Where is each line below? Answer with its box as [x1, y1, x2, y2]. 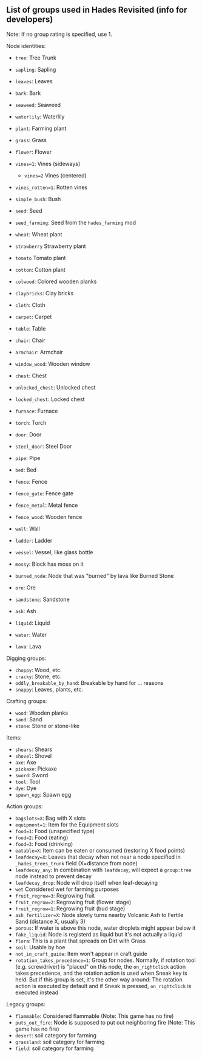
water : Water [15, 631, 47, 638]
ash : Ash [15, 607, 36, 614]
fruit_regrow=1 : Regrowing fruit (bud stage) [15, 905, 126, 912]
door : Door [15, 431, 42, 438]
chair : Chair [15, 337, 45, 344]
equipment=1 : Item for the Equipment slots [15, 820, 120, 828]
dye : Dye [15, 784, 37, 792]
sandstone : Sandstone [15, 596, 70, 603]
